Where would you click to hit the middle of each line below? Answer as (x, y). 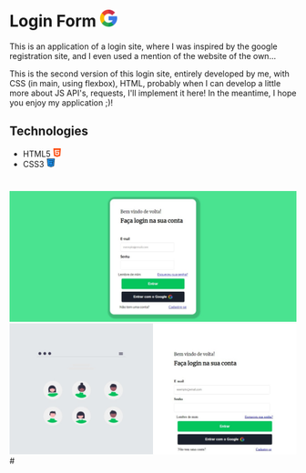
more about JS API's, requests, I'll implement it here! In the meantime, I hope (153, 93)
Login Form (53, 21)
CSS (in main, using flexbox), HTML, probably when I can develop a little (145, 83)
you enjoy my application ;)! (61, 102)
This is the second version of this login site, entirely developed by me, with (149, 74)
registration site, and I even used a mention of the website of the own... (143, 55)
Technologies (49, 131)
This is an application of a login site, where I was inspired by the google (143, 46)
